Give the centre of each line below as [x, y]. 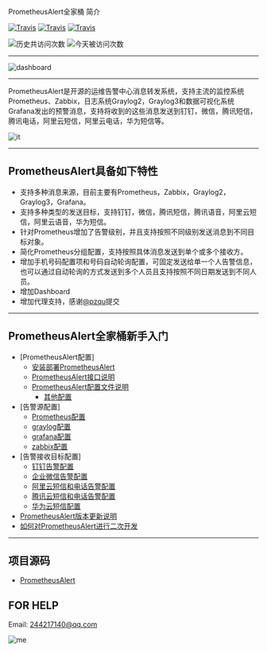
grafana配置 [51, 437]
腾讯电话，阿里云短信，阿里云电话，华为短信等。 [88, 121]
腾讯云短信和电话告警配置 [74, 496]
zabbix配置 [50, 446]
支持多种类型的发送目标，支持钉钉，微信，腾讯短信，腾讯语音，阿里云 [135, 212]
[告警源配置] [40, 406]
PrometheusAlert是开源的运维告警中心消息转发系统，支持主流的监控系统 [126, 91]
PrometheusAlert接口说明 [73, 377]
